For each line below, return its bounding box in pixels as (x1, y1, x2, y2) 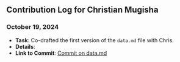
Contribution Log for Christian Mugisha (6, 5, 159, 15)
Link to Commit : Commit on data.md (15, 49, 107, 57)
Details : (15, 43, 35, 50)
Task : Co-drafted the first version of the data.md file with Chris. (15, 36, 174, 44)
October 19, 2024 (6, 23, 59, 31)
